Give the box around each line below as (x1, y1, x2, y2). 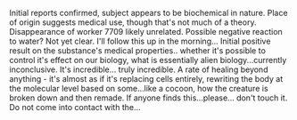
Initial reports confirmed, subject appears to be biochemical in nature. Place (9, 8, 288, 18)
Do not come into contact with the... (9, 102, 141, 112)
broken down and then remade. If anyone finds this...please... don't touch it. (9, 92, 288, 103)
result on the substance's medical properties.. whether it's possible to (9, 45, 266, 56)
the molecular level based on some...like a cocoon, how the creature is (9, 84, 269, 93)
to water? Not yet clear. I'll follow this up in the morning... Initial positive (9, 36, 271, 46)
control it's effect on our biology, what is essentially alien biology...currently (9, 55, 287, 65)
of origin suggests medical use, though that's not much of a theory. (9, 17, 257, 28)
